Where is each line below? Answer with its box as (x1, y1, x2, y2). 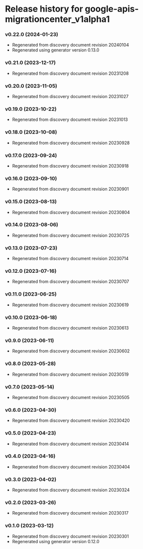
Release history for (5, 3, 83, 15)
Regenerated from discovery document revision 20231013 (12, 116, 128, 122)
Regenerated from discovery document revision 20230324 (12, 487, 130, 493)
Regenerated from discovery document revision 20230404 (12, 464, 130, 469)
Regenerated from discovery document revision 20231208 (12, 70, 129, 76)
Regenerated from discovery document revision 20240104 (12, 42, 129, 48)
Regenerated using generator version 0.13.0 (12, 47, 99, 53)
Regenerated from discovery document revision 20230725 (12, 232, 129, 238)
